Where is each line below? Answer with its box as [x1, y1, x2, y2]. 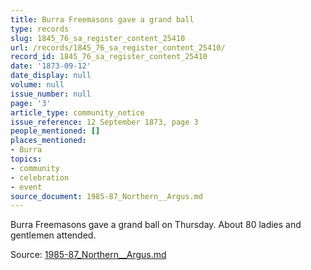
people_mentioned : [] [10, 126, 101, 136]
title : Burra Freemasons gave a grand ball [10, 14, 195, 25]
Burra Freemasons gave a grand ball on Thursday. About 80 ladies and [10, 219, 302, 231]
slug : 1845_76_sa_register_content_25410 [10, 33, 186, 43]
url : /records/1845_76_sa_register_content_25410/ [10, 42, 226, 53]
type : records [10, 24, 70, 34]
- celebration [10, 172, 70, 183]
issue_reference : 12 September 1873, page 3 [10, 117, 199, 127]
